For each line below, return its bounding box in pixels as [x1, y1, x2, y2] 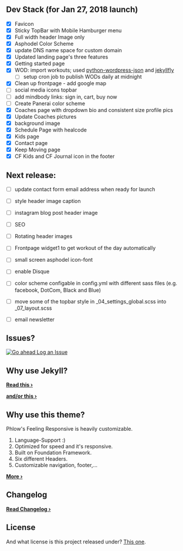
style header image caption [14, 198, 81, 204]
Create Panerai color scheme [14, 100, 86, 107]
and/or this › [6, 393, 37, 400]
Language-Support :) [14, 437, 66, 444]
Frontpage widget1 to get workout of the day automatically [14, 245, 156, 252]
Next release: [6, 170, 56, 180]
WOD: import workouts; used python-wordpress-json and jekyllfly [14, 67, 174, 74]
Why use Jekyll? [6, 366, 68, 376]
